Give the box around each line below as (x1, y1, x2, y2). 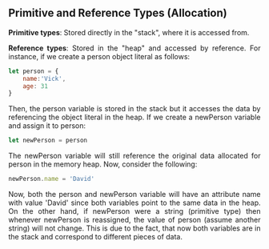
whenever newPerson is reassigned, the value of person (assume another (8, 215, 261, 225)
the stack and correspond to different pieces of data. (8, 232, 183, 242)
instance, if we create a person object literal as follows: (8, 51, 191, 61)
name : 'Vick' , (22, 74, 66, 82)
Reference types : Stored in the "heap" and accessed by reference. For (8, 43, 261, 53)
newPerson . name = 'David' (8, 175, 94, 183)
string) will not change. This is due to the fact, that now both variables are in (8, 223, 261, 233)
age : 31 (22, 82, 48, 90)
